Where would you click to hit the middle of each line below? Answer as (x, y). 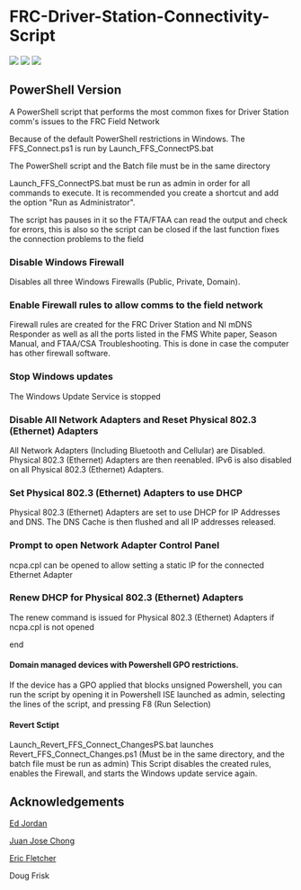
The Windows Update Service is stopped (85, 396)
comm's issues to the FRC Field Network (84, 121)
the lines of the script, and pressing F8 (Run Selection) (110, 705)
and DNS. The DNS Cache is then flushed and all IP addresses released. (143, 522)
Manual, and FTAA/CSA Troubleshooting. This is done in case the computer (149, 344)
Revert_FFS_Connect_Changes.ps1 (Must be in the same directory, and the (147, 754)
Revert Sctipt (35, 724)
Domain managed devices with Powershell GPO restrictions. (124, 665)
